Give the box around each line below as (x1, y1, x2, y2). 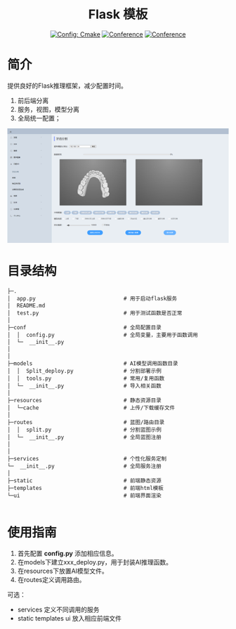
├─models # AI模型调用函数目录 (7, 359, 178, 367)
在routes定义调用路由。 (17, 575, 86, 583)
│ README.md (7, 302, 46, 309)
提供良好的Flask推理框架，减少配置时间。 (7, 81, 128, 90)
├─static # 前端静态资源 (7, 477, 162, 484)
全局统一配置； (17, 114, 61, 122)
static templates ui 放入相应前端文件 (17, 614, 122, 622)
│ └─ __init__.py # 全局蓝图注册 (7, 433, 162, 441)
